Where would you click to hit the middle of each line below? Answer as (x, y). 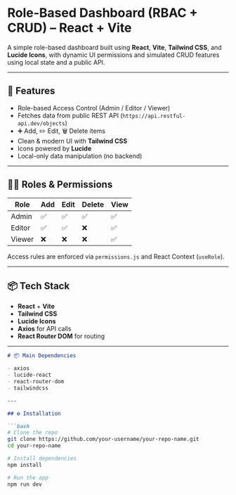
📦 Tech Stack (39, 286)
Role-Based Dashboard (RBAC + (103, 13)
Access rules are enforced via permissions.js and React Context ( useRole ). (116, 256)
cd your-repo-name (34, 446)
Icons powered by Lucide (54, 148)
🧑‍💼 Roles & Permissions (60, 185)
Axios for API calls (44, 329)
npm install (25, 465)
